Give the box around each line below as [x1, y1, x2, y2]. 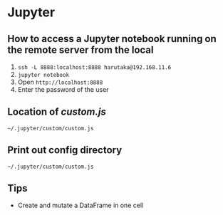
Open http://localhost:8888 [17, 78, 103, 86]
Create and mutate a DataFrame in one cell [17, 201, 144, 210]
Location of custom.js [7, 106, 107, 118]
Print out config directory [7, 144, 123, 157]
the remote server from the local [7, 43, 154, 56]
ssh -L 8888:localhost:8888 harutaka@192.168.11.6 [17, 64, 172, 71]
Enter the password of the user [17, 85, 109, 93]
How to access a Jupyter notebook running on [7, 33, 217, 45]
